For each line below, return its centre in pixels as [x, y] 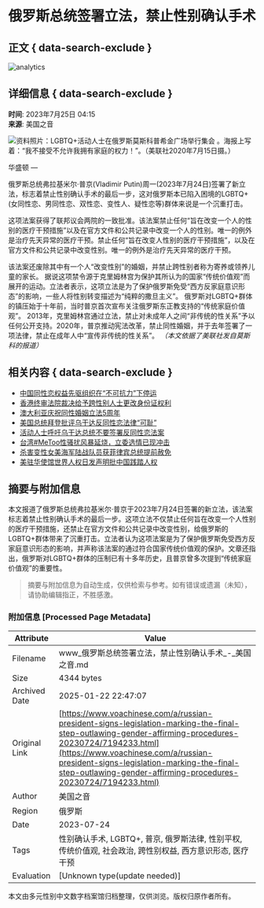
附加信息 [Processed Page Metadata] [79, 617]
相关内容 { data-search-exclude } [90, 373]
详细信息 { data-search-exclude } [90, 94]
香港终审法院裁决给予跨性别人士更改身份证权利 [95, 403]
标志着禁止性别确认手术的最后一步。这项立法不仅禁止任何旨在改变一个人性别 [132, 519]
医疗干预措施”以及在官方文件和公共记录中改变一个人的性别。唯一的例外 [137, 230]
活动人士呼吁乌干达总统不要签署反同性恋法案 [92, 432]
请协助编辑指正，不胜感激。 [72, 595]
